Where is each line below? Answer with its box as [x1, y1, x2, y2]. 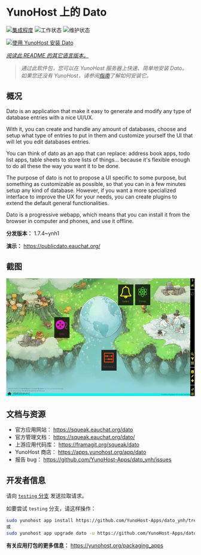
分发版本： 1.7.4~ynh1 [6, 230, 60, 237]
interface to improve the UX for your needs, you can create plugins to [6, 193, 178, 200]
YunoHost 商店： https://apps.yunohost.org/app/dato [14, 449, 147, 456]
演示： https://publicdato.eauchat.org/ [6, 242, 100, 249]
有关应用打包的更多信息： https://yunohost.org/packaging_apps [6, 542, 163, 549]
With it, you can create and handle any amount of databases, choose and [6, 125, 187, 132]
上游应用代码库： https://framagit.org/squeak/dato [14, 441, 139, 449]
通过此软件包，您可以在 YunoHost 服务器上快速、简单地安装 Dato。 [20, 64, 187, 72]
